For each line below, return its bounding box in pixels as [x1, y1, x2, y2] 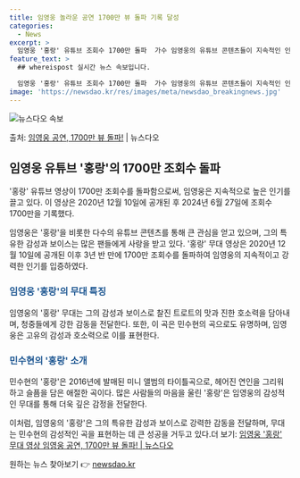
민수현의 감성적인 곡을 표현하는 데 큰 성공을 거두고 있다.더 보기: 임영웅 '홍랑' [18, 429, 283, 440]
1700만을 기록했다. [9, 208, 75, 219]
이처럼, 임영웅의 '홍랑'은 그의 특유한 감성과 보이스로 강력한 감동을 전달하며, [9, 417, 270, 429]
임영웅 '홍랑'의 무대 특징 [9, 285, 107, 298]
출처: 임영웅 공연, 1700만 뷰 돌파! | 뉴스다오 [9, 131, 160, 143]
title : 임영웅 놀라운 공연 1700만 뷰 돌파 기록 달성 [9, 13, 179, 22]
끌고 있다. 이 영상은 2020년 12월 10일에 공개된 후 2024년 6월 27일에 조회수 [9, 197, 272, 208]
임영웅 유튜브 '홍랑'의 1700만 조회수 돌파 [9, 161, 221, 176]
